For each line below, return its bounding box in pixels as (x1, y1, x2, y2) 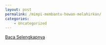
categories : (5, 16, 29, 21)
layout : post (5, 7, 32, 12)
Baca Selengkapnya (5, 34, 45, 40)
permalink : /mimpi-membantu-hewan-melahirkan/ (5, 12, 102, 17)
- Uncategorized (14, 21, 47, 26)
